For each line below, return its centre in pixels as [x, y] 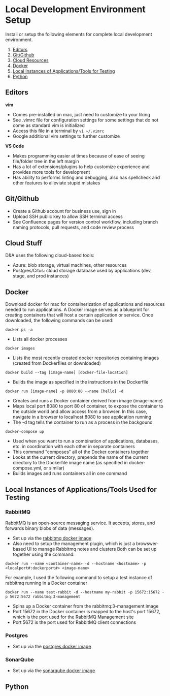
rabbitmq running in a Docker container [46, 583]
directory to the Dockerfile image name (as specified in [70, 463]
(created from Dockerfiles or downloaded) [57, 363]
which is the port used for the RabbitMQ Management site [73, 617]
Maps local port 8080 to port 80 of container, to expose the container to [88, 406]
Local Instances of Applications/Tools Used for [81, 489]
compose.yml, [27, 468]
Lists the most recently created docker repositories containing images [86, 358]
